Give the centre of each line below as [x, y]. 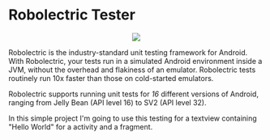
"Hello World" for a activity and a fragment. [81, 126]
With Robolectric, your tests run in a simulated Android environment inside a [135, 61]
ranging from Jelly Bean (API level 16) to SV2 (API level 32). [107, 102]
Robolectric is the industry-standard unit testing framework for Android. [128, 52]
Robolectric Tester [72, 15]
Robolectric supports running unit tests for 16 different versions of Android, [134, 94]
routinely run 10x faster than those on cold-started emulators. [111, 78]
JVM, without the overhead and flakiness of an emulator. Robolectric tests [132, 70]
